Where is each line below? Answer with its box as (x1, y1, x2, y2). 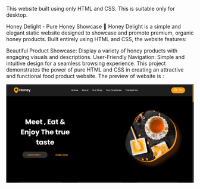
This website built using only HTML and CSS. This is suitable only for (6, 5, 175, 12)
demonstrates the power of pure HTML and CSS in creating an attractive (6, 66, 184, 73)
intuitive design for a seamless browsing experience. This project (6, 60, 166, 67)
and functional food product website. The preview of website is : (6, 73, 164, 79)
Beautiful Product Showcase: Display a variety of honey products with (6, 47, 178, 54)
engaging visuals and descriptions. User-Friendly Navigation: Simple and (6, 54, 185, 60)
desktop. (6, 11, 28, 18)
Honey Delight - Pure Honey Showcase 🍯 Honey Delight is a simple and (6, 23, 182, 30)
